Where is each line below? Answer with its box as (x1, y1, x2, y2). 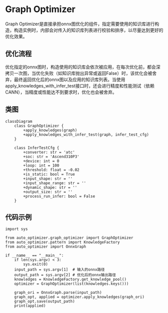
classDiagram (5, 119, 33, 124)
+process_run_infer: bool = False (23, 194, 95, 199)
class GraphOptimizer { (14, 123, 64, 128)
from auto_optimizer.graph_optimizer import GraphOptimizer (5, 236, 134, 241)
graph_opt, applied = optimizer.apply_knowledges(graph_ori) (14, 294, 144, 300)
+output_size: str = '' (23, 189, 73, 194)
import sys (5, 226, 28, 232)
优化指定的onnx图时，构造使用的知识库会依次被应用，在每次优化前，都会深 (5, 64, 160, 70)
